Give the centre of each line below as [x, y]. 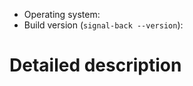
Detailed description [95, 65]
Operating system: [62, 14]
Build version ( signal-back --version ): [103, 25]
